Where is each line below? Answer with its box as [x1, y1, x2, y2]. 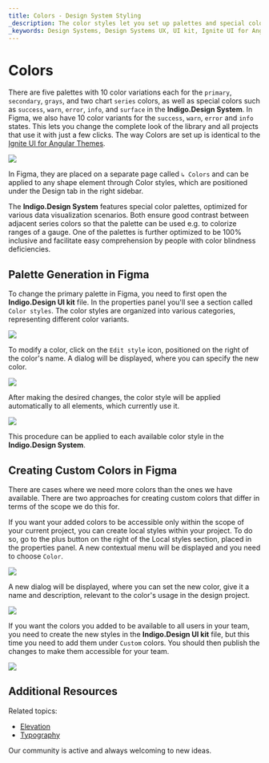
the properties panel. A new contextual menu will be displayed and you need [8, 543, 261, 552]
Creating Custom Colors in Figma [8, 463, 178, 477]
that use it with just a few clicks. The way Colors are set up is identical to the [8, 130, 261, 140]
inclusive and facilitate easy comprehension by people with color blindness [8, 236, 256, 245]
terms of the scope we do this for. [8, 502, 120, 511]
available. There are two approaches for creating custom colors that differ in [8, 493, 260, 503]
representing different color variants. [8, 314, 130, 325]
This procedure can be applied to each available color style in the [8, 432, 224, 442]
